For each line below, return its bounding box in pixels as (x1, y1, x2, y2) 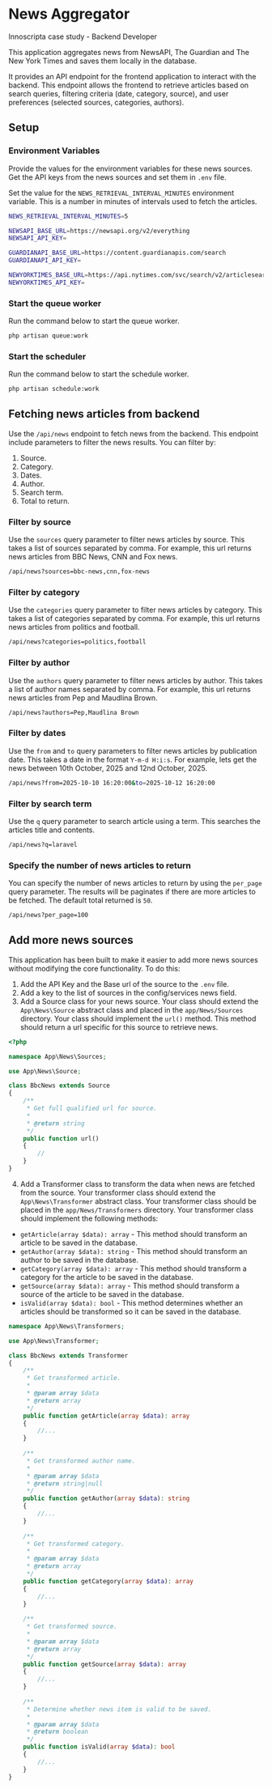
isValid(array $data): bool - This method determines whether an (19, 1298, 243, 1307)
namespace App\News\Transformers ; (8, 1322, 125, 1330)
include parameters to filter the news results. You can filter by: (8, 437, 216, 447)
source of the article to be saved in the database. (19, 1289, 185, 1299)
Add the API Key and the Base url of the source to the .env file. (19, 979, 229, 988)
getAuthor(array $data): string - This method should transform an (19, 1246, 248, 1256)
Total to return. (19, 495, 70, 506)
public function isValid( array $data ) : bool (23, 1743, 176, 1751)
